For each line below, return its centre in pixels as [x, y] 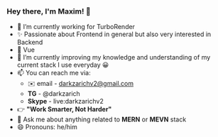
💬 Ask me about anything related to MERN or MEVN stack [102, 119]
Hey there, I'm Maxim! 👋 [49, 11]
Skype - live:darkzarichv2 [65, 102]
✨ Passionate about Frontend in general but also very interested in [114, 34]
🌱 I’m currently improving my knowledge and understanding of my [114, 57]
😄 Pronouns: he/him [47, 127]
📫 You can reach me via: [54, 73]
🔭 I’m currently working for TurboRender [76, 27]
